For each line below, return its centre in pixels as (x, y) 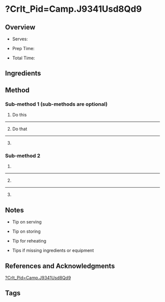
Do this (19, 115)
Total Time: (24, 58)
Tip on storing (26, 231)
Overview (20, 27)
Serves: (20, 39)
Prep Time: (23, 48)
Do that (20, 129)
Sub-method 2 (23, 156)
